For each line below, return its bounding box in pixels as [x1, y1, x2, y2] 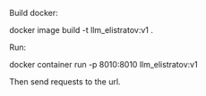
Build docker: [9, 8, 58, 18]
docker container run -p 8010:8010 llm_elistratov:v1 [9, 60, 199, 69]
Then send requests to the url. [9, 76, 121, 87]
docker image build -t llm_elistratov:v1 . [9, 25, 154, 35]
